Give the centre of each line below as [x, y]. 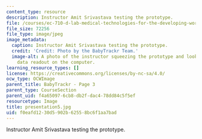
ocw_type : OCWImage [31, 79]
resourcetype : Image [32, 101]
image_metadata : [26, 40]
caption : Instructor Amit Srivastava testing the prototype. [90, 46]
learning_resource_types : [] [43, 68]
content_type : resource [36, 12]
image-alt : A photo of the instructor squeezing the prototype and [98, 57]
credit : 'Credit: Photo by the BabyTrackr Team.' [75, 51]
